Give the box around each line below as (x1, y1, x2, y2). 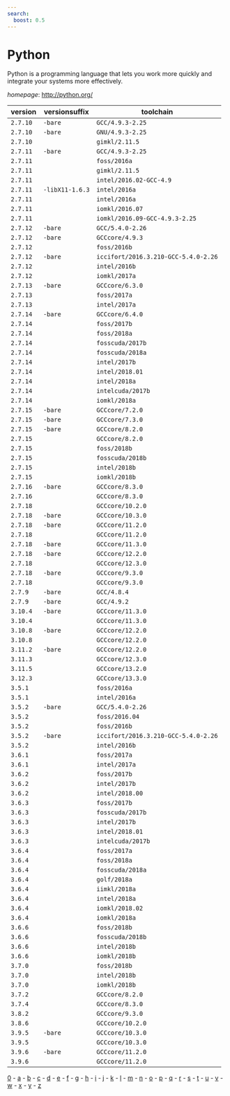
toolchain (141, 107, 174, 117)
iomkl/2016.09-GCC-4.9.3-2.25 (96, 215, 197, 223)
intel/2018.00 (96, 789, 144, 798)
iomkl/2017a (96, 272, 136, 280)
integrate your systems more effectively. (7, 77, 123, 86)
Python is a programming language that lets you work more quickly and (7, 70, 213, 78)
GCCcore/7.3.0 (96, 416, 144, 424)
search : (7, 10, 30, 17)
